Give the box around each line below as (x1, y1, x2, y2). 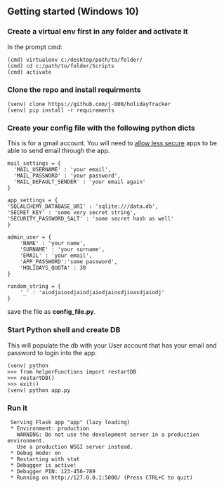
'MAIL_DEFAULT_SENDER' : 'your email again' (13, 178, 146, 185)
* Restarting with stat (10, 456, 80, 463)
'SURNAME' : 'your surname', (20, 246, 105, 253)
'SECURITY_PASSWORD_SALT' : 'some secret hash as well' (7, 216, 174, 223)
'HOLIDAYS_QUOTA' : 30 (20, 265, 86, 272)
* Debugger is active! (10, 461, 77, 469)
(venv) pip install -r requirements (7, 107, 114, 114)
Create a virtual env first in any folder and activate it (7, 27, 188, 37)
